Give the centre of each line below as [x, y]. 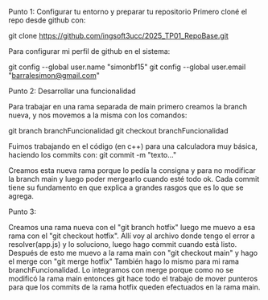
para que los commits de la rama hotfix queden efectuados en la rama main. [134, 287]
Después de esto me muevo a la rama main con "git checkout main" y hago [133, 253]
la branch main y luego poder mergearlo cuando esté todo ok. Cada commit [134, 179]
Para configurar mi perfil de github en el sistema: [89, 51]
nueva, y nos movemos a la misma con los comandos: [98, 115]
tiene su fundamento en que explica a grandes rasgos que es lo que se [126, 187]
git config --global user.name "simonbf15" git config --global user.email [127, 67]
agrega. [21, 196]
